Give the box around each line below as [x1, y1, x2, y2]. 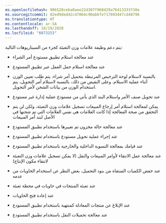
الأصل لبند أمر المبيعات [12, 114, 55, 120]
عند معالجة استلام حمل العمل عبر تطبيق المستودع [12, 63, 105, 69]
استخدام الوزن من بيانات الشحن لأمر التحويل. [12, 84, 96, 90]
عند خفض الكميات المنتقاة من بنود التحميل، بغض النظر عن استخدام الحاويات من [12, 168, 161, 173]
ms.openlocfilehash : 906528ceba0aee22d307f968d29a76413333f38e [5, 7, 140, 12]
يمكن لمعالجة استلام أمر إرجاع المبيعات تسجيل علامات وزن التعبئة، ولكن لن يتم [12, 103, 158, 109]
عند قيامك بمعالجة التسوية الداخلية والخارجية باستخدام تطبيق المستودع [12, 143, 143, 149]
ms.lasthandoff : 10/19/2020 [5, 26, 64, 31]
